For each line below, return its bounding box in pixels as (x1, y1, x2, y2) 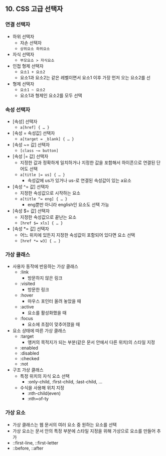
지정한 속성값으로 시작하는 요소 (20, 190, 81, 196)
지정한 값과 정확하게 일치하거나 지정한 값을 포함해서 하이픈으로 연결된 (20, 160, 155, 166)
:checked (20, 356, 40, 362)
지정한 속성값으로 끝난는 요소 (20, 214, 77, 220)
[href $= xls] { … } (20, 220, 63, 226)
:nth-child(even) (27, 390, 61, 396)
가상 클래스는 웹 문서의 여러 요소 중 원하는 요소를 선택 (12, 421, 117, 427)
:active (20, 304, 34, 310)
